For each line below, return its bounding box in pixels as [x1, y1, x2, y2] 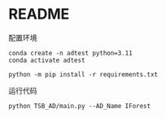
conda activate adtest [8, 56, 85, 64]
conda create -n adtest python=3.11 [8, 49, 133, 57]
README [8, 5, 70, 24]
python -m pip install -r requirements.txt [8, 70, 159, 78]
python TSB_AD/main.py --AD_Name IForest [8, 102, 151, 110]
